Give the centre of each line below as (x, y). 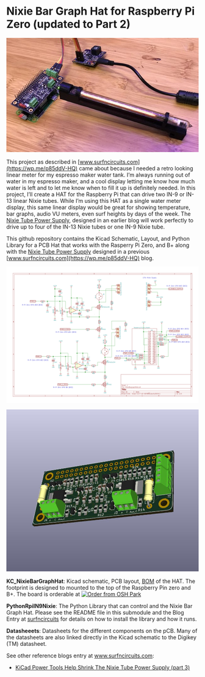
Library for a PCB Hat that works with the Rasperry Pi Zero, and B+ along (98, 245)
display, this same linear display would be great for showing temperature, (98, 207)
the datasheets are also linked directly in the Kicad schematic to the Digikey (102, 637)
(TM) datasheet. (27, 644)
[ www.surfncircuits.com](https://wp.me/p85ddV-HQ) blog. (80, 258)
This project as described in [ (43, 162)
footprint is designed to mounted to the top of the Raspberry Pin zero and (99, 588)
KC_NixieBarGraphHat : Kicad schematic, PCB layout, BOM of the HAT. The (101, 581)
